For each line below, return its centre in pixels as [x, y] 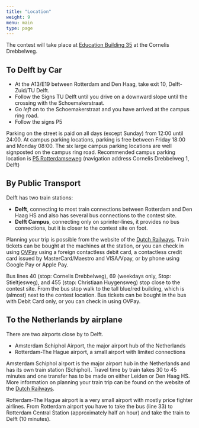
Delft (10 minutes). [28, 419]
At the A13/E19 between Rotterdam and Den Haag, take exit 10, [91, 84]
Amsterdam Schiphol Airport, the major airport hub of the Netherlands [100, 345]
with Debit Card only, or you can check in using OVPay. [73, 301]
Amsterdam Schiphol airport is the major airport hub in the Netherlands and [98, 363]
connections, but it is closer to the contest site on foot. [81, 228]
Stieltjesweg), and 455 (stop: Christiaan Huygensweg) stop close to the [93, 282]
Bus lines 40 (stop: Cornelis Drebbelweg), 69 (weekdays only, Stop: [89, 276]
